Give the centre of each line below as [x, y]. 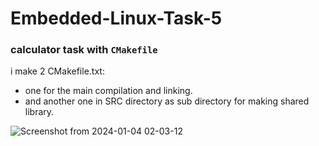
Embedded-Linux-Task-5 [116, 18]
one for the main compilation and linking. [108, 91]
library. [39, 112]
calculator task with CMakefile [84, 50]
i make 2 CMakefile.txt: [57, 71]
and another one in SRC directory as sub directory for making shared [167, 101]
